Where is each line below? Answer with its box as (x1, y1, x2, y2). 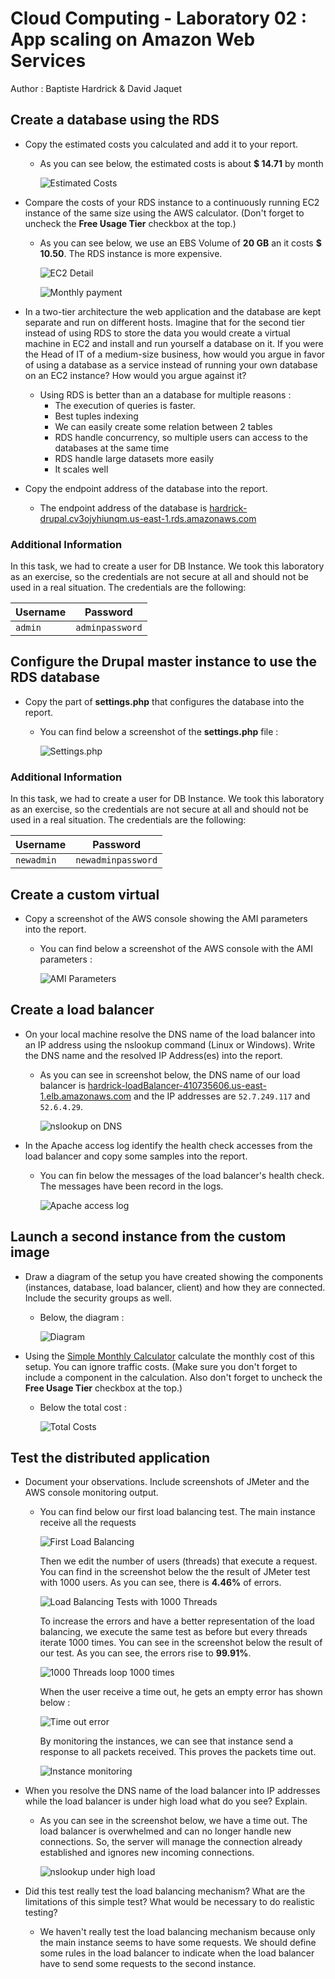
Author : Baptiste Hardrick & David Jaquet (10, 82, 183, 94)
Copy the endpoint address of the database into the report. (24, 482, 268, 494)
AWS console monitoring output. (24, 1487, 159, 1499)
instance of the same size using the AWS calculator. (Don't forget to (24, 207, 305, 219)
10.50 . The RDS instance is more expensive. (39, 247, 223, 259)
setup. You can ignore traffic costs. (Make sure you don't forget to (24, 1360, 298, 1372)
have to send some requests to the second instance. (39, 1958, 257, 1970)
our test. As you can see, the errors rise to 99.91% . (39, 1647, 252, 1659)
